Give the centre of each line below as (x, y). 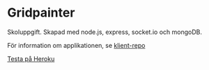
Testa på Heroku (31, 59)
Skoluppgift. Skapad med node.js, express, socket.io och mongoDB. (104, 32)
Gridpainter (41, 13)
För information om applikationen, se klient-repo (76, 45)
